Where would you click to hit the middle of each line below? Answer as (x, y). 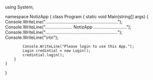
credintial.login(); (44, 55)
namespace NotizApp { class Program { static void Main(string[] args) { (77, 16)
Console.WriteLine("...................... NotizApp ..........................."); (68, 27)
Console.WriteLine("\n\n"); (32, 37)
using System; (20, 7)
